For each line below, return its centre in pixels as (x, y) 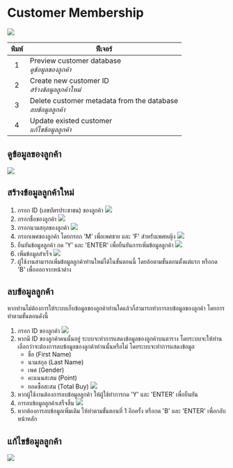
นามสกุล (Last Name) (56, 362)
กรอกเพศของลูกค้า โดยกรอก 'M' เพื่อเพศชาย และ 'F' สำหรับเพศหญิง (96, 236)
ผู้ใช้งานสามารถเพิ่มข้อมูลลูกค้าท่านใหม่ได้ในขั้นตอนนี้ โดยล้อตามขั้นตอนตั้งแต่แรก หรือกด (117, 261)
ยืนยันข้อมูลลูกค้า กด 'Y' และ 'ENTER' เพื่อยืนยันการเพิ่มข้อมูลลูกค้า (95, 244)
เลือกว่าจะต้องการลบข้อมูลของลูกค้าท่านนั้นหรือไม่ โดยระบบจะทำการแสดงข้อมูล (106, 347)
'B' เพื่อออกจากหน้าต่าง (44, 269)
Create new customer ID (70, 80)
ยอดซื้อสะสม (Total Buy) (58, 387)
